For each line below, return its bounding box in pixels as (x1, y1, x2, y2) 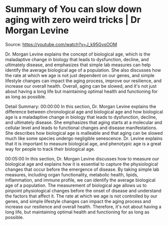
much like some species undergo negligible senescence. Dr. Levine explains (5, 135, 163, 141)
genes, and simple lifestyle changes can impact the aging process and (5, 198, 151, 204)
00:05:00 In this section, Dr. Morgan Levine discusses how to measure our (5, 155, 159, 161)
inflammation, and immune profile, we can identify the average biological (5, 177, 155, 183)
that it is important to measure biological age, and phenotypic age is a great (5, 140, 161, 146)
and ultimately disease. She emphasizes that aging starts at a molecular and (5, 119, 162, 125)
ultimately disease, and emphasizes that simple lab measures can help (5, 62, 151, 68)
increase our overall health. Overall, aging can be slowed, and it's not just (5, 83, 157, 89)
